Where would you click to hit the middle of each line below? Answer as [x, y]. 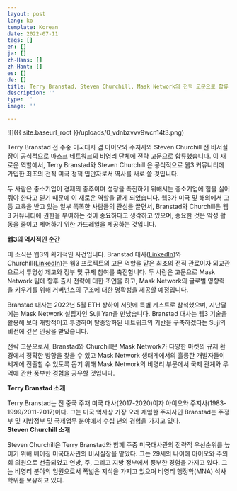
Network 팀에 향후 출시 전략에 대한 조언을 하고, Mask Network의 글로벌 [107, 281]
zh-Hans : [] [25, 60]
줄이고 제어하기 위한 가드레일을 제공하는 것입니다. [88, 224]
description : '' [31, 93]
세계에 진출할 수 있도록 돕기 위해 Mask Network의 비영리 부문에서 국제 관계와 [114, 364]
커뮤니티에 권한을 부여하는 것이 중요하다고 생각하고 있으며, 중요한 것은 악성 [116, 215]
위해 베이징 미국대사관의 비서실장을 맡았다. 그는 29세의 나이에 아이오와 [117, 453]
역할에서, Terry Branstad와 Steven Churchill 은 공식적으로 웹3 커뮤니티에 [122, 164]
